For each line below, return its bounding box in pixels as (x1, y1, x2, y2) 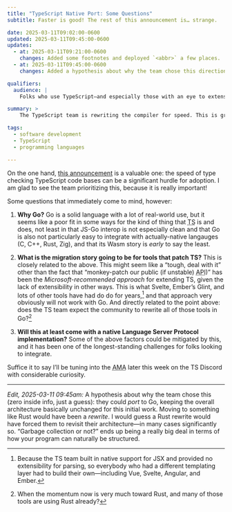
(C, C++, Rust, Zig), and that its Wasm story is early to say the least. (17, 239, 211, 248)
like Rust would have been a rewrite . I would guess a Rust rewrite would (7, 412, 211, 421)
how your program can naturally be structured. (7, 434, 140, 443)
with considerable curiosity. (7, 370, 86, 378)
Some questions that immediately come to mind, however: (7, 196, 173, 205)
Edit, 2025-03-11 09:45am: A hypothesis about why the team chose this (7, 390, 212, 399)
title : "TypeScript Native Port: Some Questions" (7, 10, 153, 17)
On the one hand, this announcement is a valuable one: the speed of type (7, 169, 216, 177)
